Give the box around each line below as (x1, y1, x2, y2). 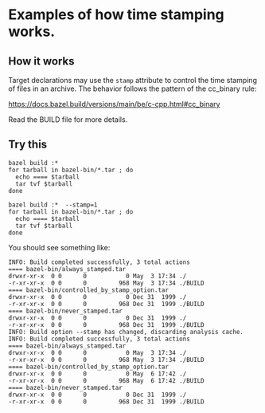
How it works (8, 54, 75, 68)
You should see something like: (8, 242, 111, 252)
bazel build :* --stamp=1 (8, 201, 98, 209)
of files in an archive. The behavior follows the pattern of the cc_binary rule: (8, 84, 257, 93)
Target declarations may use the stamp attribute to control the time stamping (8, 76, 257, 85)
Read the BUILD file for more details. (8, 115, 128, 124)
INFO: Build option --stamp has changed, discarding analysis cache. (8, 328, 244, 336)
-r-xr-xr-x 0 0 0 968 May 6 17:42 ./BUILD (8, 376, 205, 384)
